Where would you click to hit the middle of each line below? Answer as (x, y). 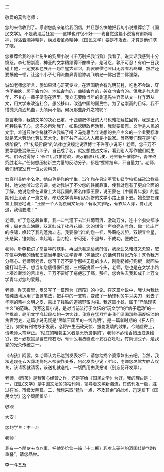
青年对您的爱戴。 (26, 279)
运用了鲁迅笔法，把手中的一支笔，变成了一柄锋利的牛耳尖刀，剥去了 (90, 296)
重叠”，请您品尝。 (23, 454)
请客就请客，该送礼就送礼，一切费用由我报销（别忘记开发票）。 (81, 367)
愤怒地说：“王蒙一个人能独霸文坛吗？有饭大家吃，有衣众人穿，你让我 (83, 203)
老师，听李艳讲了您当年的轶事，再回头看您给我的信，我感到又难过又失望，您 (82, 249)
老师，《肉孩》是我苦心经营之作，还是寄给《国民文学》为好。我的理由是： (79, 378)
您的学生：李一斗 (22, 427)
